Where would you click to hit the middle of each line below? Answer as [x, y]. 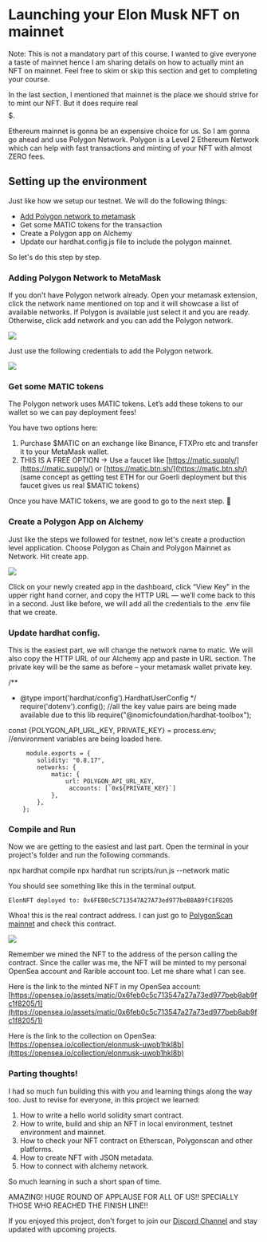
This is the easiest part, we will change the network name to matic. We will [131, 650]
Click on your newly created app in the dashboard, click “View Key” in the [129, 586]
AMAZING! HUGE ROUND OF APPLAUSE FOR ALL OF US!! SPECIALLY [124, 1197]
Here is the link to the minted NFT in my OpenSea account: [105, 987]
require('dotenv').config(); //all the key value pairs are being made [128, 706]
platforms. [37, 1149]
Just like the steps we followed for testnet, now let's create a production [127, 539]
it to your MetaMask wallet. [64, 451]
